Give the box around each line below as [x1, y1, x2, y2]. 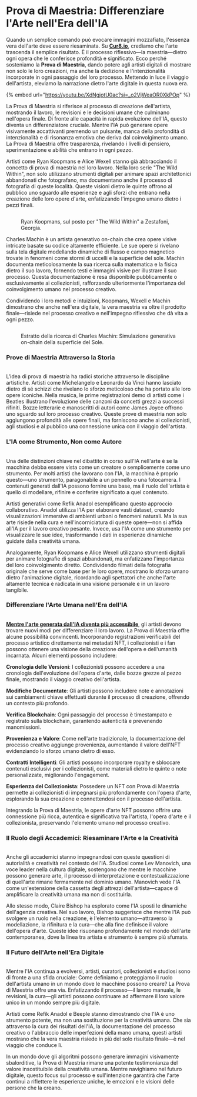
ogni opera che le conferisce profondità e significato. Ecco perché [6, 55, 166, 62]
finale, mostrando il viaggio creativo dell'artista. [6, 675, 121, 683]
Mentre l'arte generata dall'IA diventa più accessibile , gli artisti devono [6, 621, 182, 628]
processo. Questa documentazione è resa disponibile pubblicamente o [6, 273, 178, 280]
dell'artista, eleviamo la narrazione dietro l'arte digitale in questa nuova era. [6, 79, 189, 86]
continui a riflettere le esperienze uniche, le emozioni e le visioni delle [6, 1078, 175, 1085]
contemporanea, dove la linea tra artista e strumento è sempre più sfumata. [6, 933, 189, 941]
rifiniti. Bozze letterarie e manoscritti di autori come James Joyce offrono [6, 404, 183, 411]
